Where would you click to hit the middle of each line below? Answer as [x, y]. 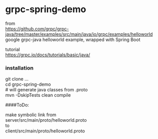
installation [20, 68]
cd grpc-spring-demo [28, 84]
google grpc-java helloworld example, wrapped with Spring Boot [73, 40]
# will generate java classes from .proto [46, 90]
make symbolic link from [31, 115]
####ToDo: [17, 105]
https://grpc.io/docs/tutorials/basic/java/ [48, 55]
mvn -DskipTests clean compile [38, 95]
